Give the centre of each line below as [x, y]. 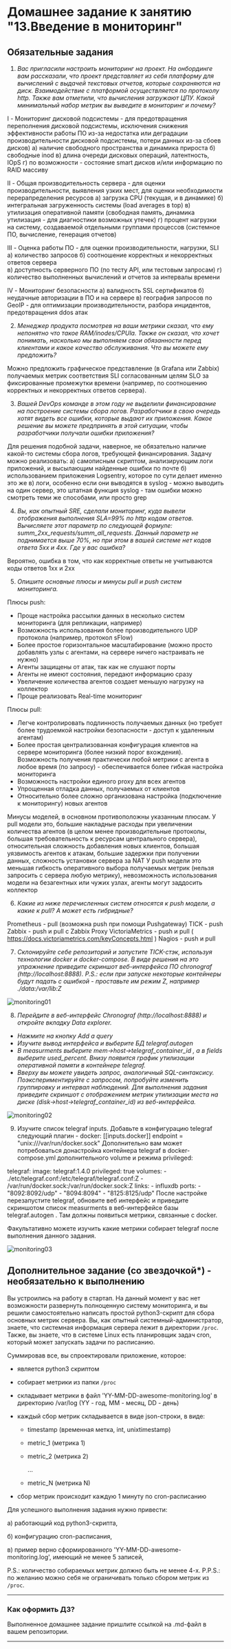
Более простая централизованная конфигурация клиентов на [107, 745]
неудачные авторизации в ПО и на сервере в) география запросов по [110, 298]
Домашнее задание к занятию [100, 12]
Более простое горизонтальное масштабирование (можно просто [115, 645]
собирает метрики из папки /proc [67, 1382]
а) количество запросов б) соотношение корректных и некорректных [110, 255]
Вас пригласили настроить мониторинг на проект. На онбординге [115, 69]
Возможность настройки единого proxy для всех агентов [101, 781]
